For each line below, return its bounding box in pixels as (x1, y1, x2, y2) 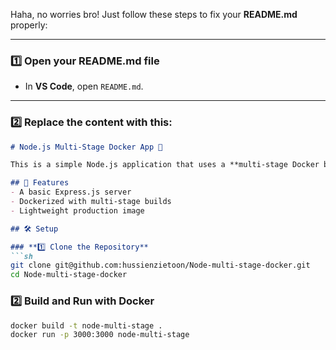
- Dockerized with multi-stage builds (10, 197, 172, 207)
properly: (10, 19, 48, 31)
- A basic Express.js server (10, 187, 132, 198)
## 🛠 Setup (10, 224, 59, 234)
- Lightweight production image (10, 205, 145, 216)
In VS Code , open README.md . (24, 80, 144, 93)
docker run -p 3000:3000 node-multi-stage (10, 330, 190, 340)
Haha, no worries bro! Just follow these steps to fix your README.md (10, 9, 298, 20)
